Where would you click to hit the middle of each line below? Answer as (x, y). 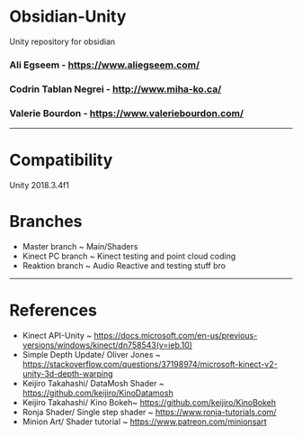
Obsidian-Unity (68, 17)
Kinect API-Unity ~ (57, 335)
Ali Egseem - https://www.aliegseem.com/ (105, 65)
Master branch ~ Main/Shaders (80, 246)
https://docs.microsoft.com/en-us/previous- (176, 335)
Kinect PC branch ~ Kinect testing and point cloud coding (129, 256)
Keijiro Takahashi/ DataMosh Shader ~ (93, 383)
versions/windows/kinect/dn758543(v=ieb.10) (107, 345)
